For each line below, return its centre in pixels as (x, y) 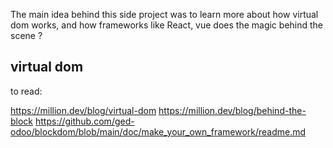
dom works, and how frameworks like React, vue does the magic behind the (167, 25)
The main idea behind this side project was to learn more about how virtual (164, 14)
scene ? (26, 35)
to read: (26, 91)
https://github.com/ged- (84, 121)
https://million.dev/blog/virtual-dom (83, 110)
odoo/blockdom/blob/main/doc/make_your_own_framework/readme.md (158, 131)
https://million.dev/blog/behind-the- (232, 110)
